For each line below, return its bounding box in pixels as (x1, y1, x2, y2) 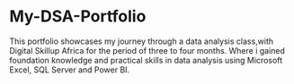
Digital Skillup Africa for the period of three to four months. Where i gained (9, 45, 286, 55)
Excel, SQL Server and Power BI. (9, 64, 130, 75)
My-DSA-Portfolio (9, 6, 147, 27)
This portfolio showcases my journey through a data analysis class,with (9, 36, 274, 46)
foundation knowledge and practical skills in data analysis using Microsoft (9, 55, 283, 65)
